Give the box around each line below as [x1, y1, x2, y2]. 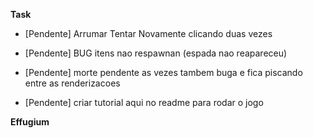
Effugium [10, 116, 50, 128]
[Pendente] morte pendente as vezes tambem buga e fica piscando [24, 67, 303, 78]
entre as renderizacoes [24, 77, 121, 89]
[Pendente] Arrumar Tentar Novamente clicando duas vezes [24, 28, 273, 39]
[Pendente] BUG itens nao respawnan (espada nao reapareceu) [24, 47, 288, 59]
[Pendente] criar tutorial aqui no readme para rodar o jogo [24, 97, 264, 108]
